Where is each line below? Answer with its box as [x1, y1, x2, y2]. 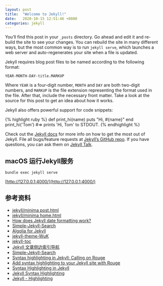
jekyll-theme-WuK [12, 233, 49, 239]
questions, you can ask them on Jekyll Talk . [5, 142, 93, 148]
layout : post [5, 7, 32, 12]
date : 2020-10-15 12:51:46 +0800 [5, 16, 78, 21]
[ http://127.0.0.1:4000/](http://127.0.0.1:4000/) [5, 179, 96, 185]
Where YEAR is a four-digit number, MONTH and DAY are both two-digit [5, 82, 140, 88]
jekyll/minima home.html [12, 212, 61, 218]
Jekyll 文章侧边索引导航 [12, 244, 60, 250]
